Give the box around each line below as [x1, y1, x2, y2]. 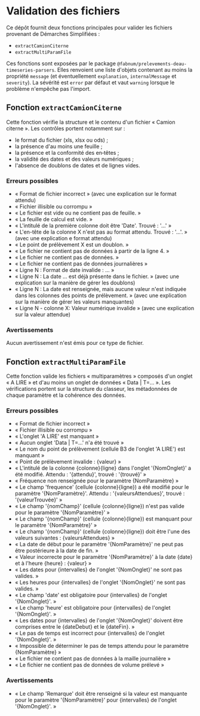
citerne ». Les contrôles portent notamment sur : [6, 124, 125, 132]
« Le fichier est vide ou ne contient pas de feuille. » [14, 209, 141, 216]
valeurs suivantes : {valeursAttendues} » [14, 534, 115, 541]
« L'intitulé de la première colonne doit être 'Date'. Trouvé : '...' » [14, 222, 172, 230]
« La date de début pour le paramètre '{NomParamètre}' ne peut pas [14, 541, 184, 548]
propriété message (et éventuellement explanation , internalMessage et [6, 72, 177, 79]
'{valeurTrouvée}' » [14, 496, 63, 503]
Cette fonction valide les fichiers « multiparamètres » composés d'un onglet [6, 372, 193, 380]
